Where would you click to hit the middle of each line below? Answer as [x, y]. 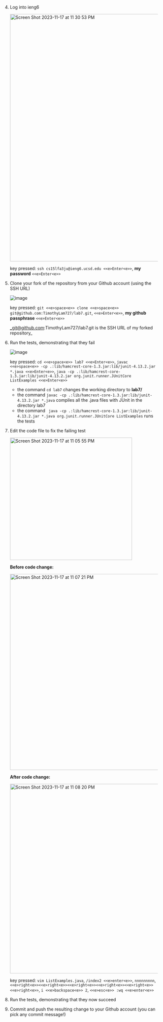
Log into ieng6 [24, 7]
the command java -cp [42, 411]
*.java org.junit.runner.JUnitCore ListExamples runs [98, 416]
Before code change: [32, 567]
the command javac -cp [42, 395]
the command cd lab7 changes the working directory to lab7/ [80, 390]
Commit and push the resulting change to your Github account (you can [82, 1009]
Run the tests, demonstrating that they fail [52, 343]
